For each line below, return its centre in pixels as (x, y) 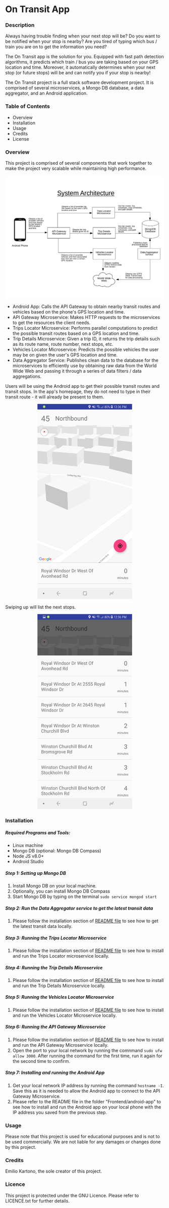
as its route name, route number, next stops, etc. (63, 344)
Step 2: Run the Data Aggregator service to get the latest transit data (79, 908)
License (21, 139)
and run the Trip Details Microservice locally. (59, 986)
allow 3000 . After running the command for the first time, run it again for (87, 1056)
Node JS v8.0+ (28, 856)
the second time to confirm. (41, 1061)
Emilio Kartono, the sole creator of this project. (54, 1171)
